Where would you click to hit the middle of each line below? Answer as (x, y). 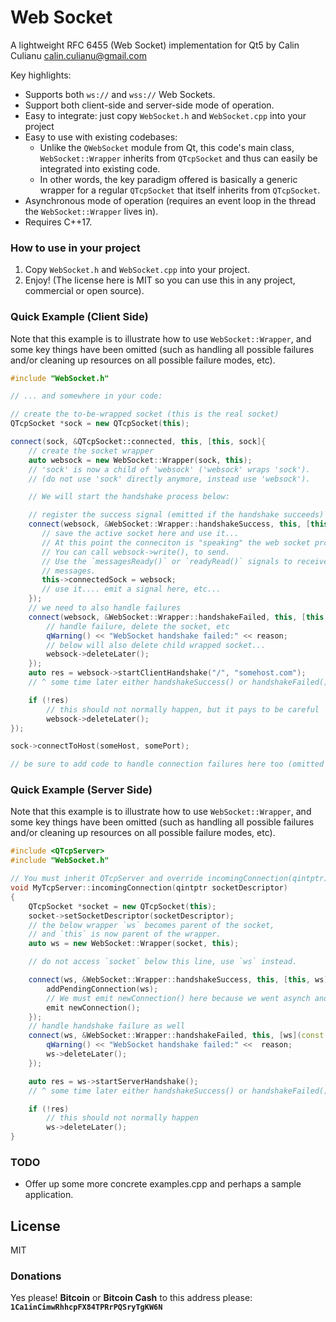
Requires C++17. (58, 222)
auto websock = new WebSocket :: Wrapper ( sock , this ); (140, 460)
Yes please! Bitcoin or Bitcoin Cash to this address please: (131, 1298)
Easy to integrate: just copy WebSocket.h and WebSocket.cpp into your (165, 115)
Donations (36, 1276)
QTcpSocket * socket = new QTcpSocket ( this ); (122, 906)
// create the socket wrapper (91, 451)
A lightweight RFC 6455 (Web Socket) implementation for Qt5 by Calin (155, 45)
